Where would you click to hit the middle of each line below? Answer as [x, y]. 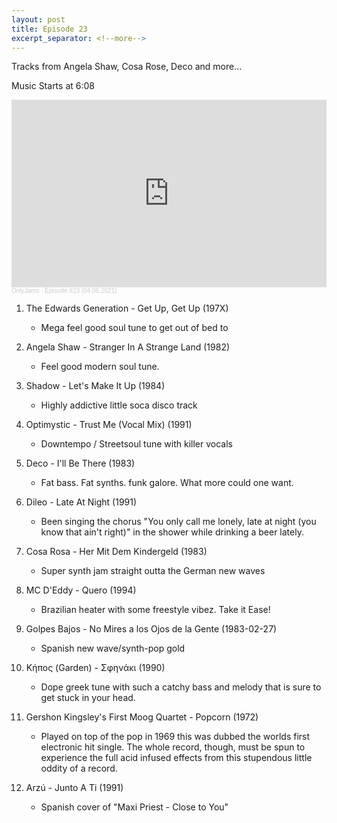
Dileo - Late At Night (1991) [81, 502]
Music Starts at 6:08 [53, 86]
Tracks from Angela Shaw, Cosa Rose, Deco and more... [127, 67]
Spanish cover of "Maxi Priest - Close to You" [134, 807]
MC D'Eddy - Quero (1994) [81, 590]
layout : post [38, 19]
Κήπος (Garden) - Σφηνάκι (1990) [95, 668]
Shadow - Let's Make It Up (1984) [95, 386]
